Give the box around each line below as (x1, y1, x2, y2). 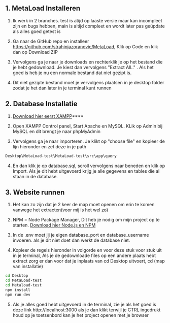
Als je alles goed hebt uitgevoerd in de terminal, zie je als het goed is (12, 301, 156, 307)
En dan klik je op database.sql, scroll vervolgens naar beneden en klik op (12, 163, 165, 169)
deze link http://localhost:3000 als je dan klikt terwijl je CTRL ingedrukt (12, 307, 161, 313)
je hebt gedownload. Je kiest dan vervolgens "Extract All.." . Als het (12, 64, 154, 70)
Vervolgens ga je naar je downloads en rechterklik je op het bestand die (12, 58, 163, 65)
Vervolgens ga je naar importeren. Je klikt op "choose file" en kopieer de (12, 138, 165, 144)
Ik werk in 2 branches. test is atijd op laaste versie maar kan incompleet (12, 17, 162, 23)
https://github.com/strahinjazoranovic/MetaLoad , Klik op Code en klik (12, 43, 158, 50)
